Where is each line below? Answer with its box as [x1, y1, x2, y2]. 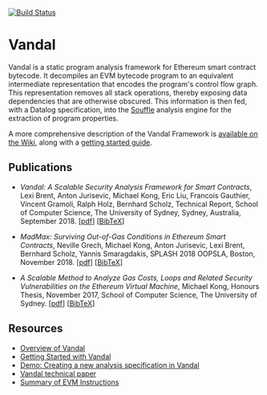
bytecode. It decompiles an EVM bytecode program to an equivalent [8, 71, 234, 80]
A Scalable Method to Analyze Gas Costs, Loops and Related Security [19, 273, 253, 283]
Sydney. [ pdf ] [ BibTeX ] [19, 298, 95, 308]
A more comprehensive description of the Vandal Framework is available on [8, 128, 258, 138]
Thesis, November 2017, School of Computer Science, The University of [19, 290, 258, 299]
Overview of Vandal [19, 343, 86, 352]
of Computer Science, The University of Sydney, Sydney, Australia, [19, 207, 242, 217]
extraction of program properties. [8, 113, 119, 123]
